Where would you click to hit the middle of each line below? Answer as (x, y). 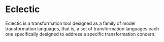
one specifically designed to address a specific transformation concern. (80, 34)
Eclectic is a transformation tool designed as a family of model (70, 23)
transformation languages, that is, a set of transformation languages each (82, 28)
